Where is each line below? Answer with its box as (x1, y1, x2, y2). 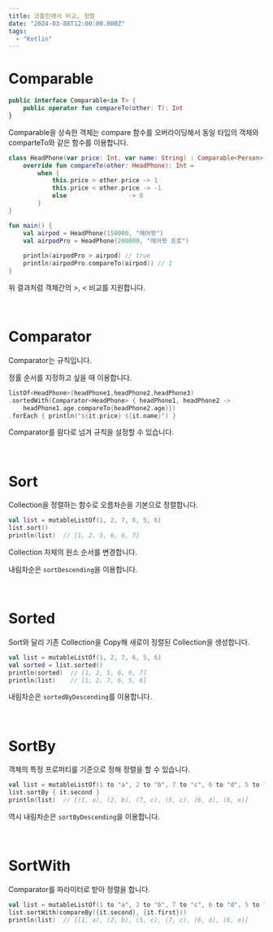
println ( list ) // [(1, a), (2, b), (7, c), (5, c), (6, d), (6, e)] (8, 796, 249, 804)
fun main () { (8, 221, 53, 230)
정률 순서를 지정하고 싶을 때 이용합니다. (8, 372, 132, 383)
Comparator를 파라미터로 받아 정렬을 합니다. (8, 884, 150, 894)
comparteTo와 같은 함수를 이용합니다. (8, 138, 129, 147)
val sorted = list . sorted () (8, 661, 104, 669)
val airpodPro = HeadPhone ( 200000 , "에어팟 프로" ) (23, 237, 189, 245)
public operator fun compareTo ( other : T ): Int (23, 104, 184, 112)
